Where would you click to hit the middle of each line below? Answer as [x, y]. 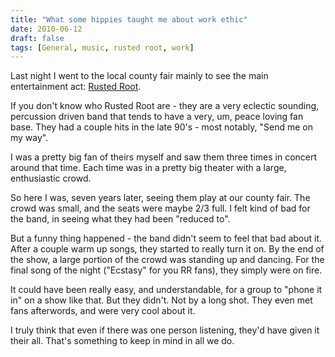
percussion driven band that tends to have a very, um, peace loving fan [157, 117]
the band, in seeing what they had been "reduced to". [120, 219]
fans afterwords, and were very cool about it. [103, 311]
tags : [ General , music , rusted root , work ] [102, 47]
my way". [29, 138]
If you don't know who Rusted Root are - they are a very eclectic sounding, [165, 106]
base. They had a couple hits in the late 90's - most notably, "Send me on [161, 127]
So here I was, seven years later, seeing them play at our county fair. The [160, 198]
